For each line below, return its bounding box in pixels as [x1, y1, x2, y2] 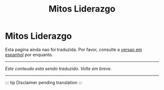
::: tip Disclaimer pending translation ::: [5, 79, 82, 85]
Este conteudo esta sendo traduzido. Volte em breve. [5, 65, 112, 71]
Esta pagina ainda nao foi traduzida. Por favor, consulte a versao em [5, 46, 143, 52]
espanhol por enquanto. [5, 52, 53, 58]
